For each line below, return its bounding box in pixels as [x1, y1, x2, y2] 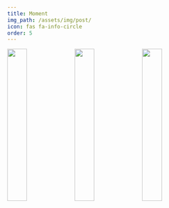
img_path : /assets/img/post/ [7, 17, 92, 24]
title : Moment [7, 10, 49, 17]
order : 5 [7, 29, 33, 37]
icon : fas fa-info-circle [7, 23, 82, 30]
